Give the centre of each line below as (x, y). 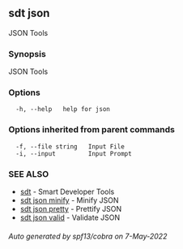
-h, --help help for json (63, 109)
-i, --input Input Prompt (74, 153)
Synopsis (27, 54)
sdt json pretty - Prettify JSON (71, 209)
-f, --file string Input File (70, 146)
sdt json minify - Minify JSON (69, 200)
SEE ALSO (29, 174)
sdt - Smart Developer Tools (67, 191)
